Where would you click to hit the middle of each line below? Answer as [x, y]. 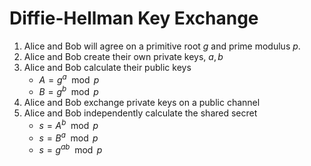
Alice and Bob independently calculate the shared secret [140, 113]
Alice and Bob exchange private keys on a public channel [142, 103]
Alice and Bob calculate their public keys [107, 67]
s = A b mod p [68, 124]
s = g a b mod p [70, 149]
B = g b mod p [68, 91]
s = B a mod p [68, 137]
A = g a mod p [69, 79]
